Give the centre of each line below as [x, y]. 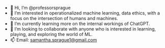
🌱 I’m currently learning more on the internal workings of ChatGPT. [80, 23]
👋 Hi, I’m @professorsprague [40, 8]
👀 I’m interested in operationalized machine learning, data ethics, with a [85, 13]
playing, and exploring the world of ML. [51, 34]
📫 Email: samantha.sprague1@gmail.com [53, 40]
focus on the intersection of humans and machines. [64, 18]
